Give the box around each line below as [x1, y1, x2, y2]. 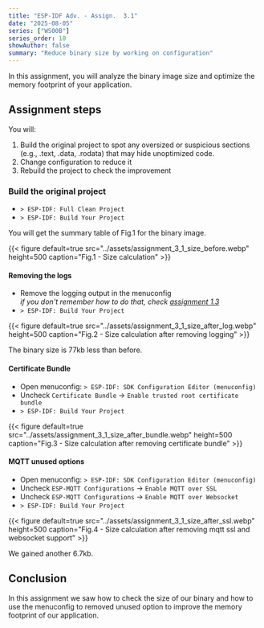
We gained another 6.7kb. [8, 548, 94, 558]
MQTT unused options [8, 457, 85, 466]
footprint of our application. [8, 610, 100, 620]
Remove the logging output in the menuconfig [19, 289, 172, 298]
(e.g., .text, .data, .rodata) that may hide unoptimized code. [19, 148, 215, 158]
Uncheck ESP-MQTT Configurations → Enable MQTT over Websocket [19, 491, 239, 501]
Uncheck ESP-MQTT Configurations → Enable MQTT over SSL [19, 483, 217, 493]
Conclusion [8, 572, 67, 585]
